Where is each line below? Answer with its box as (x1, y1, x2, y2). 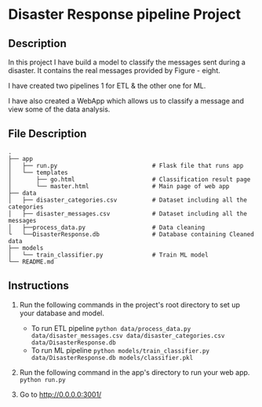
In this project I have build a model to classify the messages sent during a (8, 57, 246, 67)
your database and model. (19, 308, 104, 318)
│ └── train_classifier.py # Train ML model (8, 251, 209, 259)
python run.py (19, 376, 66, 383)
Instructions (8, 279, 69, 293)
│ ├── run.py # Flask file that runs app (8, 162, 244, 169)
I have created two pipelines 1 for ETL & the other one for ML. (8, 81, 206, 90)
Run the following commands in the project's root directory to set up (19, 300, 241, 309)
